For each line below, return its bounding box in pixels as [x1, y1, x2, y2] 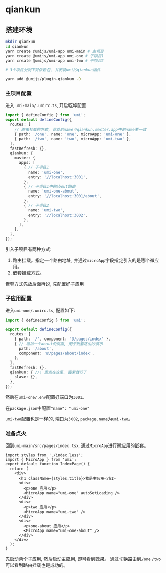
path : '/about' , [18, 346, 54, 351]
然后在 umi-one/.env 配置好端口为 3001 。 [5, 394, 87, 400]
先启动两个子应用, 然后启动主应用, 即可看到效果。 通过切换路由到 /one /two [5, 556, 161, 562]
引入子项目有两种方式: [5, 246, 52, 252]
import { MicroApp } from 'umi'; [5, 457, 77, 462]
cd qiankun [5, 44, 29, 49]
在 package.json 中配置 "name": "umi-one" [5, 405, 90, 411]
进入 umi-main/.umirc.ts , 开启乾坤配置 [5, 102, 86, 109]
